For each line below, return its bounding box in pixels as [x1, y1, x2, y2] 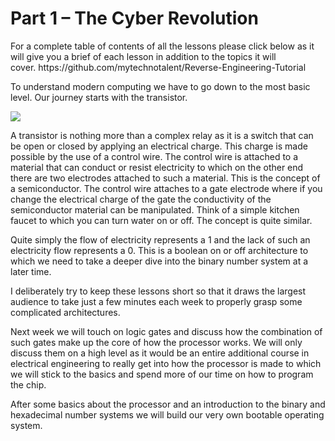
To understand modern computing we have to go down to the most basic [10, 80, 311, 92]
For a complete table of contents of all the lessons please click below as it [10, 40, 315, 52]
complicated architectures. [10, 306, 121, 318]
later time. [10, 265, 52, 277]
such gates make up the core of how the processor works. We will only [10, 336, 303, 348]
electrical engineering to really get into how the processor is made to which [10, 357, 322, 369]
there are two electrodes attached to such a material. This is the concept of [10, 172, 321, 184]
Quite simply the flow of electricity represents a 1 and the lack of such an [10, 233, 311, 246]
